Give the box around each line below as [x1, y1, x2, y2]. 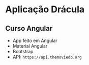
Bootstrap [12, 49, 34, 54]
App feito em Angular [12, 37, 57, 44]
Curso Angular [5, 24, 53, 33]
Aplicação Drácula [5, 4, 85, 15]
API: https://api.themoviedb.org [12, 54, 82, 60]
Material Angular [12, 43, 48, 49]
